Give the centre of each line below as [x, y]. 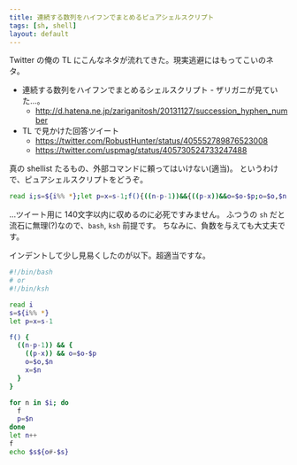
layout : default [39, 34]
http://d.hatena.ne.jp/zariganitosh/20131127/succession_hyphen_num [161, 111]
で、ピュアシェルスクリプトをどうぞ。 [79, 180]
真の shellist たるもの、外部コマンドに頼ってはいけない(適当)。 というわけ [144, 168]
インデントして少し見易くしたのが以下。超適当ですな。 [110, 256]
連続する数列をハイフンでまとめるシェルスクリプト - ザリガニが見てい [150, 90]
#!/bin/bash [31, 272]
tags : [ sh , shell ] [43, 26]
